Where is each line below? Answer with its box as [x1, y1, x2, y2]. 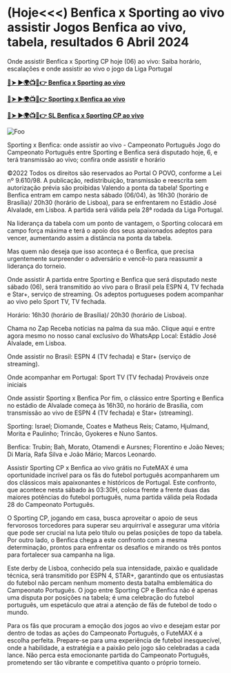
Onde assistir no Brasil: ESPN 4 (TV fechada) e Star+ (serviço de [7, 352, 191, 361]
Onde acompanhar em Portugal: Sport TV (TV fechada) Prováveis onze [7, 373, 209, 382]
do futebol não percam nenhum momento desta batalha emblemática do [7, 578, 212, 586]
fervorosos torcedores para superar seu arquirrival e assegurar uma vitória [7, 521, 220, 529]
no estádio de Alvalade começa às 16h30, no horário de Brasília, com [7, 401, 203, 409]
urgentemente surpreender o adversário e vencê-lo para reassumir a [7, 254, 203, 262]
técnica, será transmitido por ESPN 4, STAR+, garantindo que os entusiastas [7, 571, 224, 580]
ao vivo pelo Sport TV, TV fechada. [7, 297, 107, 305]
